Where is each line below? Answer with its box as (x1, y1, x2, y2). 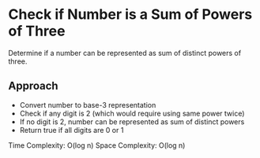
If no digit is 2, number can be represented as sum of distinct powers (19, 116, 245, 127)
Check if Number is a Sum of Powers (8, 6, 253, 24)
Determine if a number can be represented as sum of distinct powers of (8, 48, 242, 57)
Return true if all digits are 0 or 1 (19, 125, 124, 134)
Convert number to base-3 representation (19, 100, 156, 109)
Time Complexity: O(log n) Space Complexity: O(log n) (8, 140, 186, 150)
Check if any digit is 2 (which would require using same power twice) (19, 108, 245, 118)
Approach (8, 79, 58, 93)
